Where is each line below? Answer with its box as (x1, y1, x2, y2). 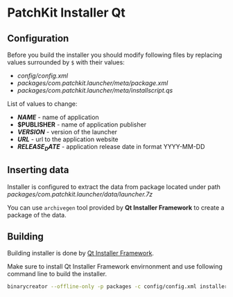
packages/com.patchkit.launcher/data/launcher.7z (7, 190, 153, 198)
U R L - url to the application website (17, 135, 119, 143)
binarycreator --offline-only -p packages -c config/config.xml (7, 283, 197, 290)
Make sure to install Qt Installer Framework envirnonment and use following (7, 262, 223, 271)
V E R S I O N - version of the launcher (17, 128, 118, 136)
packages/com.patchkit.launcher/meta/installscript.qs (17, 87, 173, 94)
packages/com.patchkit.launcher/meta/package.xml (17, 79, 169, 87)
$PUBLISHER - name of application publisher (17, 120, 147, 129)
